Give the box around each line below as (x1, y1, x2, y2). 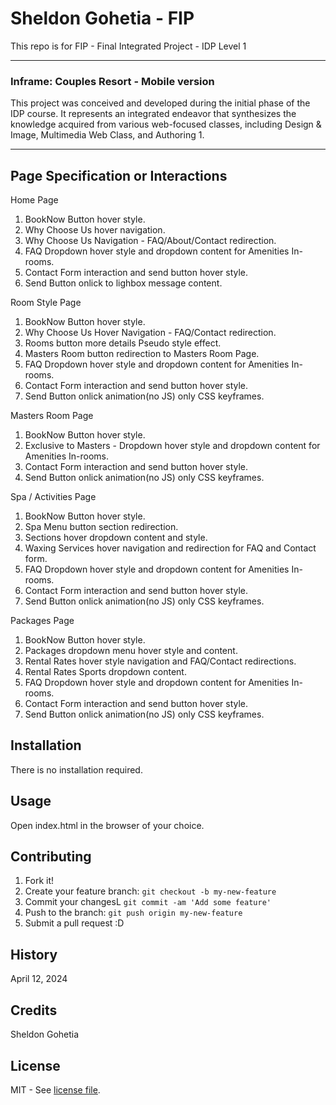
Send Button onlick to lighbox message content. (24, 277, 223, 289)
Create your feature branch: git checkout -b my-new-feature (24, 885, 277, 897)
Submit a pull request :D (24, 917, 125, 929)
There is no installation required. (10, 763, 143, 776)
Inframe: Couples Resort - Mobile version (10, 74, 215, 88)
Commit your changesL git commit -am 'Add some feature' (24, 896, 272, 908)
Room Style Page (10, 297, 82, 309)
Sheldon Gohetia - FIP (10, 7, 195, 30)
